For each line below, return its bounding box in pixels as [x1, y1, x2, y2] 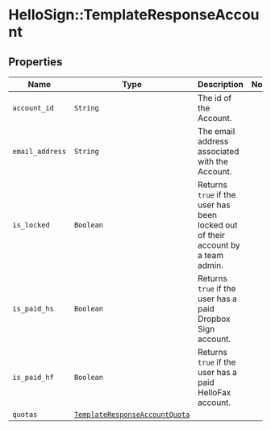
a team [197, 250, 224, 261]
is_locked [12, 220, 50, 229]
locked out [197, 219, 238, 231]
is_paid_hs [12, 304, 54, 313]
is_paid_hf [12, 373, 54, 382]
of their [197, 230, 226, 240]
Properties [8, 55, 63, 69]
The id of [197, 93, 232, 103]
